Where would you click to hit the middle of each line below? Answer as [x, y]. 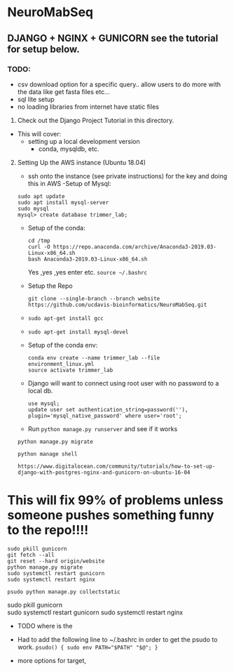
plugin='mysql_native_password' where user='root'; [105, 416]
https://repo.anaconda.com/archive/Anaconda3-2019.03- [135, 246]
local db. [40, 390]
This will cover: [39, 133]
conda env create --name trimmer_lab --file [94, 358]
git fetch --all [31, 555]
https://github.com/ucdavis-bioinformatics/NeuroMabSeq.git [117, 305]
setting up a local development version [84, 141]
